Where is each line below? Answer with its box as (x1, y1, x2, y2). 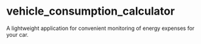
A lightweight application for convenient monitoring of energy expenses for (6, 24, 195, 32)
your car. (6, 31, 29, 38)
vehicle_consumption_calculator (6, 4, 175, 18)
